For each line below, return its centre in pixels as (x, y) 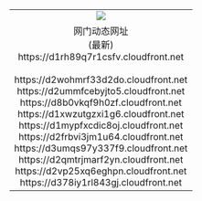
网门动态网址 (101, 31)
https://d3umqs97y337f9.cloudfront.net (101, 148)
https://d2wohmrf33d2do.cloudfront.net (101, 79)
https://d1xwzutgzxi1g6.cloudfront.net (101, 113)
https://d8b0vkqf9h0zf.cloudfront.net (101, 102)
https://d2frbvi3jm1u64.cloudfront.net (101, 136)
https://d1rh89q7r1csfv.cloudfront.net (101, 57)
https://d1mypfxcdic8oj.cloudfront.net (101, 125)
